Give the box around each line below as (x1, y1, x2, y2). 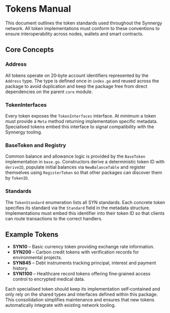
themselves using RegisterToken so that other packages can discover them (5, 169, 162, 176)
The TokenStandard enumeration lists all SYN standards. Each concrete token (5, 199, 165, 205)
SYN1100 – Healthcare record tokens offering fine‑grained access (12, 271, 151, 277)
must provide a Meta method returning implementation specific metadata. (5, 118, 158, 124)
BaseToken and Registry (5, 141, 66, 149)
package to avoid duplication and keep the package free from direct (5, 83, 148, 89)
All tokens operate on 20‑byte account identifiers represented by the (5, 72, 149, 78)
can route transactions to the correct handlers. (5, 215, 103, 221)
